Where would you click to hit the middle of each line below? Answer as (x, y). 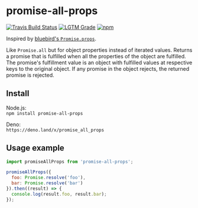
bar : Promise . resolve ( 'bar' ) (47, 183)
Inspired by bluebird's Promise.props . (51, 38)
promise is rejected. (30, 75)
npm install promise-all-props (45, 113)
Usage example (35, 148)
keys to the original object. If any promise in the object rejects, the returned (98, 68)
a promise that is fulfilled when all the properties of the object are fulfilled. (96, 56)
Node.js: (16, 108)
